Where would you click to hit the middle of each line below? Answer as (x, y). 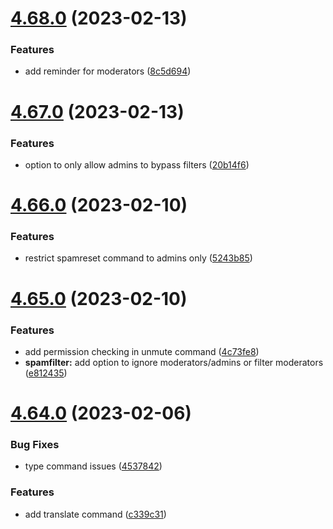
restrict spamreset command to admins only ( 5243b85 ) (138, 258)
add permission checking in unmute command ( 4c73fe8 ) (142, 351)
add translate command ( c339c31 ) (95, 514)
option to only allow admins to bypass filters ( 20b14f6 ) (137, 164)
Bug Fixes (35, 445)
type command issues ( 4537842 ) (93, 466)
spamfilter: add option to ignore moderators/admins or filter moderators (174, 362)
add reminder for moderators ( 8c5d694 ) (108, 71)
